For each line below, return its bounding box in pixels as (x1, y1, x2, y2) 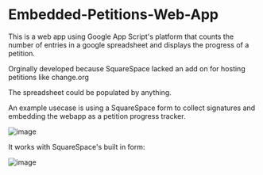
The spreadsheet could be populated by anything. (8, 87, 172, 97)
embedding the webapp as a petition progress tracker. (8, 111, 186, 120)
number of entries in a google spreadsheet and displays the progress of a (8, 40, 249, 49)
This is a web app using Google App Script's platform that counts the (8, 32, 234, 41)
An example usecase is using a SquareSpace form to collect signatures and (8, 103, 256, 112)
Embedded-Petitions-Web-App (8, 6, 219, 24)
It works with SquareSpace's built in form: (8, 142, 145, 151)
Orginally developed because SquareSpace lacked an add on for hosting (8, 63, 246, 73)
